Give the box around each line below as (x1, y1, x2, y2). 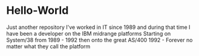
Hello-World (6, 4, 69, 17)
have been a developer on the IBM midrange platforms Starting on (6, 30, 171, 37)
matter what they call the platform (6, 43, 91, 50)
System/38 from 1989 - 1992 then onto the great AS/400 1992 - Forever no (6, 36, 193, 43)
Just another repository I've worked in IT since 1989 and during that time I (6, 23, 191, 31)
